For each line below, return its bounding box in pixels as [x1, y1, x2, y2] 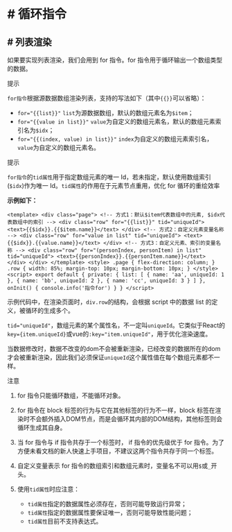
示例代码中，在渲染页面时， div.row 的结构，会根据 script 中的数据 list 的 [7, 298, 212, 306]
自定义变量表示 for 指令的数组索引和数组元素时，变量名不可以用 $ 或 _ [17, 462, 211, 470]
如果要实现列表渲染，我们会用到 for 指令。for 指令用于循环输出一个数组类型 [7, 56, 223, 64]
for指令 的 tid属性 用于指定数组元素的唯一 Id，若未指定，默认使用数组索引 [7, 173, 211, 181]
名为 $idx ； [23, 126, 55, 134]
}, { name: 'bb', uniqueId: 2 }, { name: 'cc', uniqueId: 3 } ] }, [7, 277, 206, 284]
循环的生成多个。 [25, 307, 74, 314]
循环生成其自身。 [17, 424, 66, 431]
